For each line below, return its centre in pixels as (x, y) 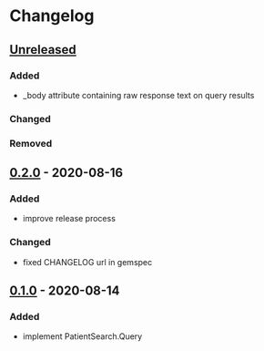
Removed (31, 143)
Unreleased (43, 50)
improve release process (69, 219)
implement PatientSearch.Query (82, 336)
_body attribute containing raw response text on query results (138, 95)
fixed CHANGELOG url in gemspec (87, 262)
